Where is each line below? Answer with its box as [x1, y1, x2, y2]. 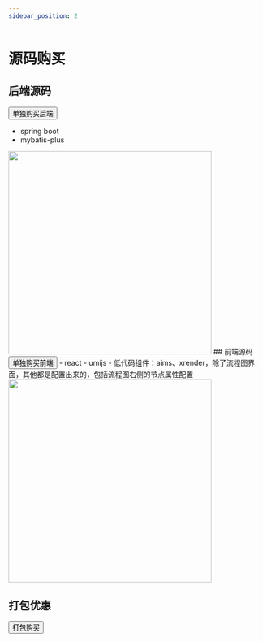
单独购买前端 [12, 358, 54, 367]
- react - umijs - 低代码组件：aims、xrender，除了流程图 [58, 358, 248, 367]
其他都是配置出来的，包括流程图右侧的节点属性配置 [22, 369, 193, 379]
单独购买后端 [12, 109, 54, 118]
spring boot [19, 126, 59, 136]
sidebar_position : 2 [8, 11, 79, 20]
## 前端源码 [213, 346, 253, 356]
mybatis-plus [19, 135, 65, 145]
